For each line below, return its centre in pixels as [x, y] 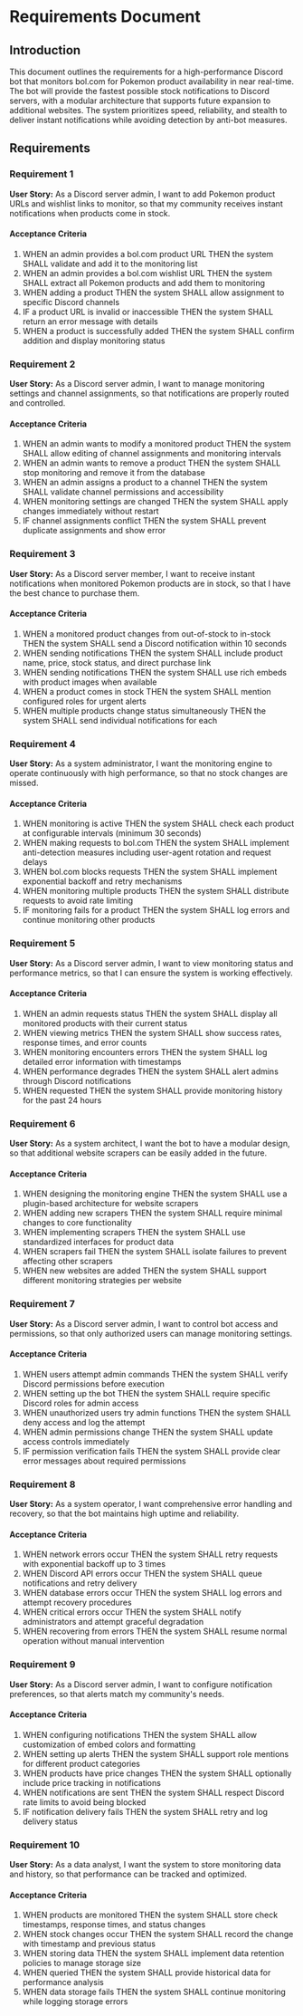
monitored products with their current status [105, 1023]
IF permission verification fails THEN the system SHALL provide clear [151, 1451]
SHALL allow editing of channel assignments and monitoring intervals [152, 454]
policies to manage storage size [82, 1963]
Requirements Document [105, 17]
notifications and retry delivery [80, 1583]
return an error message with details [90, 321]
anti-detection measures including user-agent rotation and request [147, 852]
